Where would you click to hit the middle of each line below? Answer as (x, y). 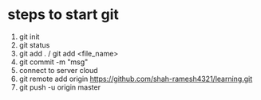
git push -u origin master (60, 87)
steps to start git (63, 15)
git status (34, 44)
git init (29, 37)
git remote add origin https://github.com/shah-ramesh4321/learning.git (136, 79)
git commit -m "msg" (53, 62)
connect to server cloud (58, 70)
